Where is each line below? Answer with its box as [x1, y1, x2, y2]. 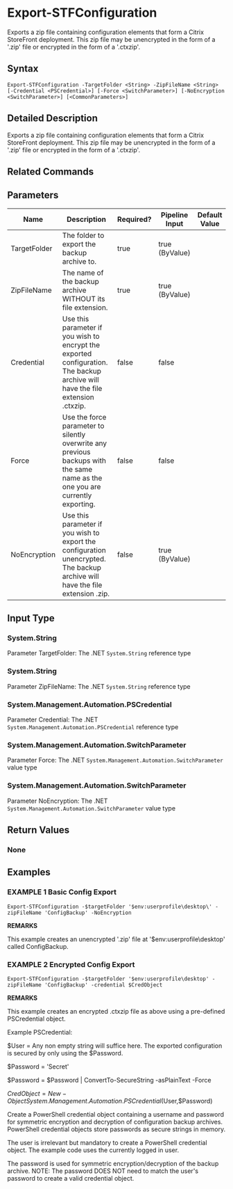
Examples [7, 866, 51, 878]
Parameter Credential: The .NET [7, 715, 98, 724]
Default [197, 210, 223, 220]
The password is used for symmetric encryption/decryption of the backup [7, 1159, 219, 1167]
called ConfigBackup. [7, 942, 69, 950]
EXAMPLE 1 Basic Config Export [7, 887, 116, 897]
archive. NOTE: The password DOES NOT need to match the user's [7, 1167, 199, 1175]
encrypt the [62, 340, 101, 349]
